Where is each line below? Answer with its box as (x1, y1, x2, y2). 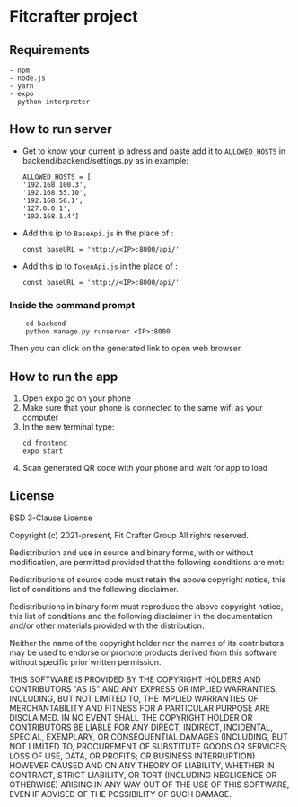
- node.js (9, 74, 47, 83)
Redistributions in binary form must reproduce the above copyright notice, (9, 600, 284, 612)
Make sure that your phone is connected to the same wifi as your (22, 402, 263, 412)
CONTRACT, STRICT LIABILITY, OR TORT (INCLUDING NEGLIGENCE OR (9, 769, 277, 780)
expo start (22, 447, 64, 456)
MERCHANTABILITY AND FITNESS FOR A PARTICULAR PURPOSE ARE (9, 703, 271, 714)
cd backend (25, 319, 66, 329)
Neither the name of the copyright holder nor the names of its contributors (9, 637, 285, 648)
